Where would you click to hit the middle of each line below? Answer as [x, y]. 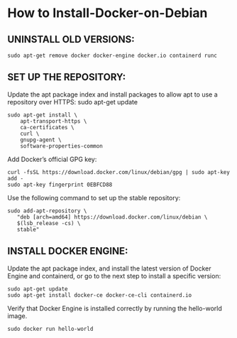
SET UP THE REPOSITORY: [67, 77]
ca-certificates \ [47, 127]
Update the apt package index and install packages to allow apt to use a [112, 94]
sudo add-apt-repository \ [47, 211]
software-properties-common [61, 146]
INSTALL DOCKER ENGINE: [68, 251]
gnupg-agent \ [41, 140]
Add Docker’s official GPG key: [52, 159]
